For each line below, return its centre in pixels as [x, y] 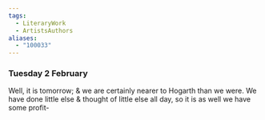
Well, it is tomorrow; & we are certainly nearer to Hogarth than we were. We [132, 91]
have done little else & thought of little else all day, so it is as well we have [129, 99]
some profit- [29, 108]
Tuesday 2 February [48, 74]
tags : [17, 16]
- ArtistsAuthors [44, 30]
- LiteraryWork [41, 23]
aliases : [23, 38]
